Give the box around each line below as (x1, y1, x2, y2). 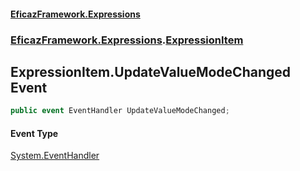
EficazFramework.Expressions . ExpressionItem (10, 33, 244, 47)
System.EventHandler (10, 150, 100, 162)
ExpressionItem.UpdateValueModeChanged (10, 63, 292, 80)
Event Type (10, 127, 59, 139)
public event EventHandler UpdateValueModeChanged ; (10, 106, 230, 116)
